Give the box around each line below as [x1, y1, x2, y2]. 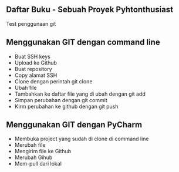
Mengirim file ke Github [14, 148, 72, 155]
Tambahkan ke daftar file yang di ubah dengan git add [14, 90, 146, 97]
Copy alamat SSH [14, 72, 58, 79]
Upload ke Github [14, 59, 58, 66]
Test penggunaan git [6, 20, 56, 27]
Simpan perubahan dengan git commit [14, 96, 107, 103]
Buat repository [14, 65, 52, 72]
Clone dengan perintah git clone [14, 77, 93, 85]
